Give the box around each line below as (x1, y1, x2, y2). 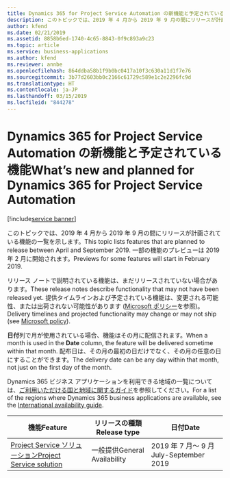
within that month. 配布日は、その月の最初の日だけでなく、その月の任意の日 (7, 347, 222, 355)
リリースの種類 (94, 418, 142, 428)
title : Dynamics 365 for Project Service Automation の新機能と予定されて (7, 10, 214, 17)
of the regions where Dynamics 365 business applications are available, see (7, 393, 222, 401)
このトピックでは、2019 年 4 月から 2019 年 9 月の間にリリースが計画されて (7, 229, 221, 237)
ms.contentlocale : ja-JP (7, 86, 78, 93)
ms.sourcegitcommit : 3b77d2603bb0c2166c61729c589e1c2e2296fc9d (7, 73, 192, 81)
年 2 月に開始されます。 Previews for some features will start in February (7, 254, 210, 262)
